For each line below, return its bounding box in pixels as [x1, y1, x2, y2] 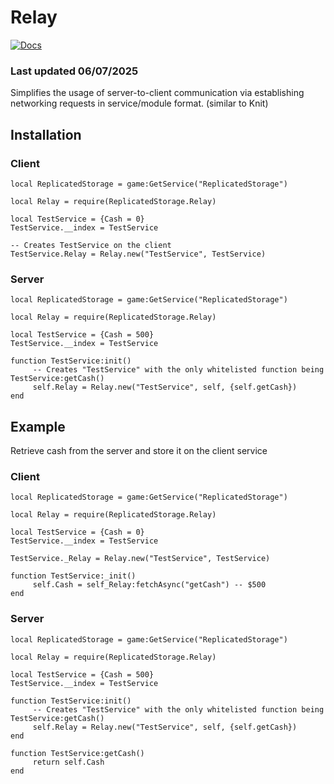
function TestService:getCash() [10, 748, 145, 758]
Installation [10, 126, 82, 143]
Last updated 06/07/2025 [10, 64, 139, 78]
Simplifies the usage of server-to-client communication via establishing [10, 87, 305, 99]
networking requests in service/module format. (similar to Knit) [10, 97, 269, 110]
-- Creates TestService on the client [10, 240, 172, 250]
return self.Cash [32, 757, 105, 767]
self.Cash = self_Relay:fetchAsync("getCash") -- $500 [32, 580, 267, 590]
